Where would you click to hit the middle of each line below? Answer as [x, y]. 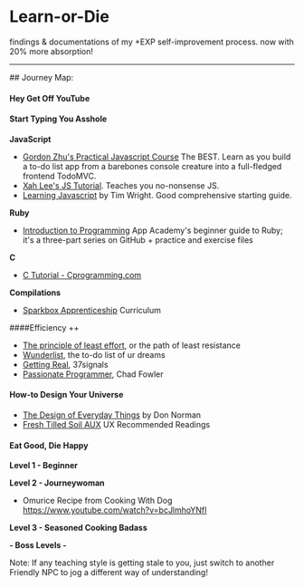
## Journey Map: [42, 77]
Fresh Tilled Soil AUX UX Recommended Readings [116, 424]
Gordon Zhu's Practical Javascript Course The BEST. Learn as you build [157, 157]
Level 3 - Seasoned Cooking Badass [78, 528]
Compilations [35, 293]
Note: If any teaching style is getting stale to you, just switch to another [142, 563]
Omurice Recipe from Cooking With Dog [97, 501]
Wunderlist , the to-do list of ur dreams [94, 354]
